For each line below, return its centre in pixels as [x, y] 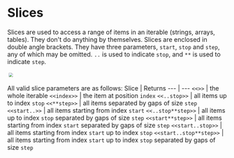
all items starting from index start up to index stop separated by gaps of [111, 140]
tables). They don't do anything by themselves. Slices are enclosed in [107, 39]
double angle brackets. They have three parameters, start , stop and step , [114, 47]
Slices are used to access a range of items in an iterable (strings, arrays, [111, 32]
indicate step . [27, 61]
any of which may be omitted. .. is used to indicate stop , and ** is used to [114, 54]
